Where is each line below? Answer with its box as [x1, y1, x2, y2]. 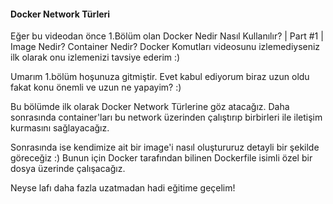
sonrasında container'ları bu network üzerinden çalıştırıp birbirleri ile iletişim [10, 111, 323, 124]
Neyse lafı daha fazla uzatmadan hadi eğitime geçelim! [10, 182, 236, 194]
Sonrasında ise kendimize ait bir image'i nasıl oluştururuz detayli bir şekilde [10, 141, 320, 154]
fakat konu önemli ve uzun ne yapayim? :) [10, 81, 182, 94]
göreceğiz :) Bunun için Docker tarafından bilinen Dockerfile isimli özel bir [10, 152, 313, 164]
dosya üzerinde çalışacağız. [10, 163, 126, 175]
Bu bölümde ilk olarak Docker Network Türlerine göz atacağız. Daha [10, 101, 290, 113]
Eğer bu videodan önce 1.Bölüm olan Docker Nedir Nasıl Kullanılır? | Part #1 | [10, 30, 324, 42]
